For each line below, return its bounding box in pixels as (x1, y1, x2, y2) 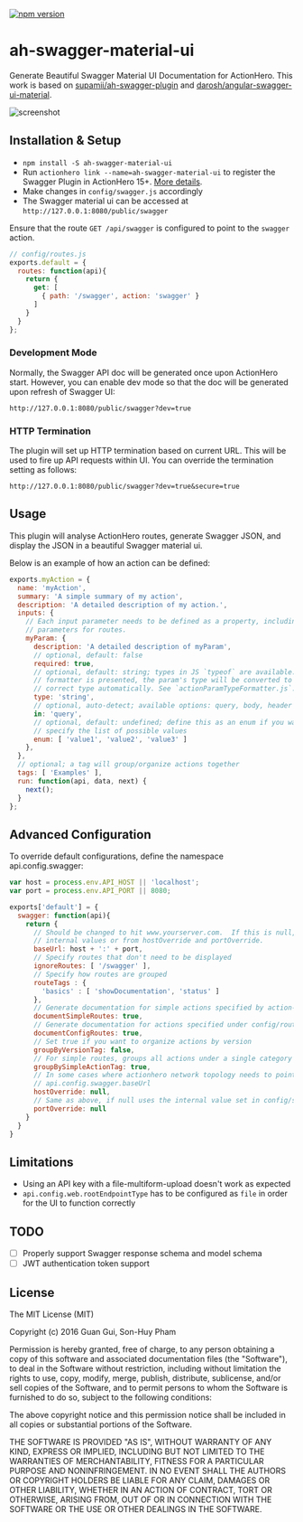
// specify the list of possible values (32, 726, 188, 736)
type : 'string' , (32, 692, 95, 702)
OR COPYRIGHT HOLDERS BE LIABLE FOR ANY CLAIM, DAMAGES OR (9, 1475, 271, 1486)
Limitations (9, 1154, 74, 1170)
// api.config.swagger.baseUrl (32, 1079, 151, 1088)
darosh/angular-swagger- (196, 80, 293, 90)
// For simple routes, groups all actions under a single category (32, 1054, 293, 1063)
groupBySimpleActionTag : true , (32, 1062, 151, 1071)
